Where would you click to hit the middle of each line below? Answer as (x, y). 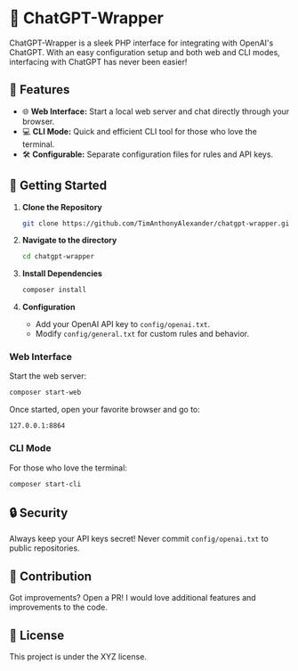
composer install (54, 290)
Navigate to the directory (69, 241)
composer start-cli (45, 484)
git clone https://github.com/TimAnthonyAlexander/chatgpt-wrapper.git (157, 223)
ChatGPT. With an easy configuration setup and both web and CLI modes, (145, 52)
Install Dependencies (62, 274)
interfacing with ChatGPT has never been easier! (98, 61)
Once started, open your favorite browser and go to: (105, 410)
